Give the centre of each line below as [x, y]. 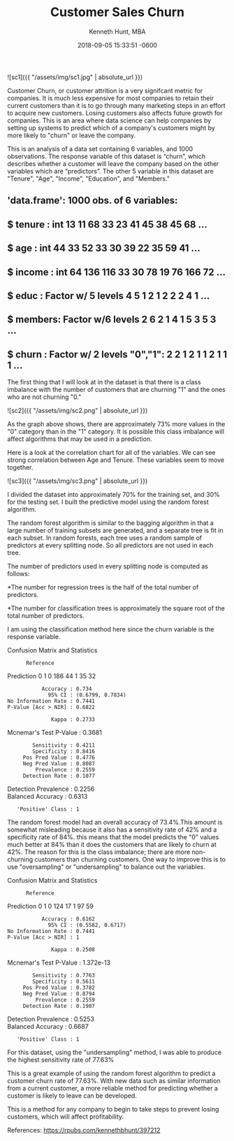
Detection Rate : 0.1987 [59, 1006]
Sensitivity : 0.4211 [64, 745]
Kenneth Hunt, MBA [117, 31]
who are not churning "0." [44, 397]
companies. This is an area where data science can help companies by [109, 120]
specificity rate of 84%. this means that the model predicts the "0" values [113, 837]
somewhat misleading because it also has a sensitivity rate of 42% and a [112, 829]
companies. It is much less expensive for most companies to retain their [111, 98]
